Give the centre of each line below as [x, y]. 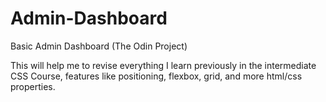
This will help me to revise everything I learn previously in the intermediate [163, 65]
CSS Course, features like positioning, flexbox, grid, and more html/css [156, 76]
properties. [33, 86]
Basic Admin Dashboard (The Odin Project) [99, 46]
